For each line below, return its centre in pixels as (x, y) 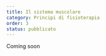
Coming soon (23, 46)
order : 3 (17, 23)
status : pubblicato (31, 29)
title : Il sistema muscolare (44, 12)
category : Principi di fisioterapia (53, 18)
